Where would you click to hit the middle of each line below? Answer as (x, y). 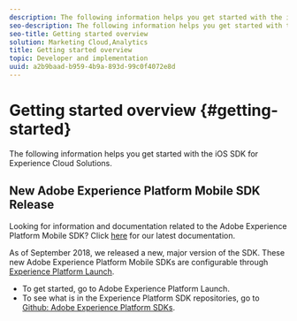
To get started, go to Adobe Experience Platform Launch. (126, 288)
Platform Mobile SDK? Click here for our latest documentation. (122, 235)
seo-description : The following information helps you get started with (146, 26)
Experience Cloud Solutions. (61, 163)
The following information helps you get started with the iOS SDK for (134, 153)
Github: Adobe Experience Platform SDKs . (98, 307)
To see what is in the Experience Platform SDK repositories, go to (141, 298)
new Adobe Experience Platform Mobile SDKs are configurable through (139, 262)
